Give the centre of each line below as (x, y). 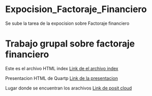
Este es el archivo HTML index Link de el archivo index (62, 68)
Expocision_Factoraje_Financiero (76, 9)
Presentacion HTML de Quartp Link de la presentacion (62, 78)
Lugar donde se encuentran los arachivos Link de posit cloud (69, 88)
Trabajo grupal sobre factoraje (70, 44)
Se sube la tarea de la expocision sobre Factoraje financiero (67, 23)
